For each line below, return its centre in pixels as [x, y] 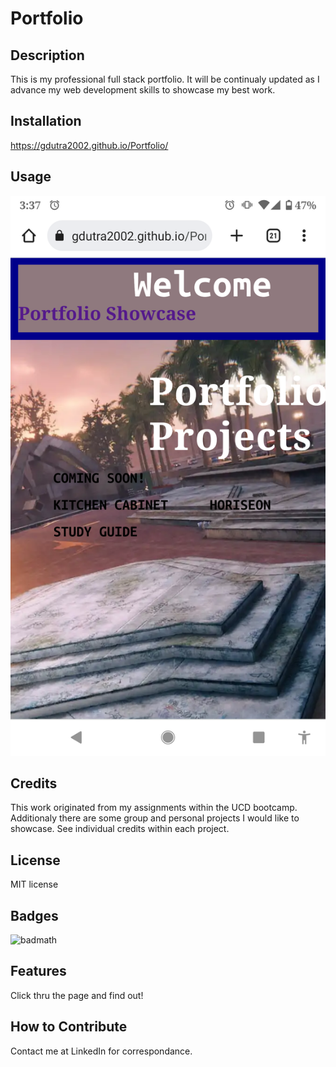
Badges [34, 915]
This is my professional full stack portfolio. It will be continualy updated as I [165, 79]
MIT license [34, 884]
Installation [46, 121]
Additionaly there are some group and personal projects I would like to [155, 818]
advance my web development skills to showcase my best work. [143, 90]
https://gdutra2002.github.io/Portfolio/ [89, 145]
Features [38, 971]
